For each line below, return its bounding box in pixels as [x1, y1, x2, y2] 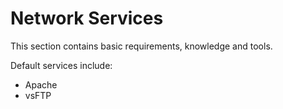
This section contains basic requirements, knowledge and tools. [10, 40, 273, 52]
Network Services [10, 7, 164, 30]
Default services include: [10, 59, 113, 71]
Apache [24, 78, 58, 91]
